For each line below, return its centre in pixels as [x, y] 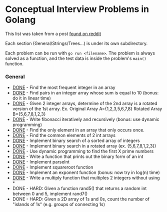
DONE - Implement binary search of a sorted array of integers [76, 140]
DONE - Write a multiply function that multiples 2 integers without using [86, 178]
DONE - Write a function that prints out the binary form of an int [78, 156]
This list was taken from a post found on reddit [53, 33]
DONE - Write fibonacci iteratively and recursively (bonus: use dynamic [86, 119]
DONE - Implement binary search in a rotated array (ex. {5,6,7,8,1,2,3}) [84, 146]
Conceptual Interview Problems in [77, 9]
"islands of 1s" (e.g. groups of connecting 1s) [59, 204]
